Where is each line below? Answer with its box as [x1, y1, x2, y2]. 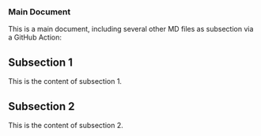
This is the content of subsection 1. [8, 77, 123, 86]
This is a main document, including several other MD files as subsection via [8, 25, 254, 34]
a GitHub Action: [8, 32, 62, 42]
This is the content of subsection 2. [8, 120, 124, 130]
